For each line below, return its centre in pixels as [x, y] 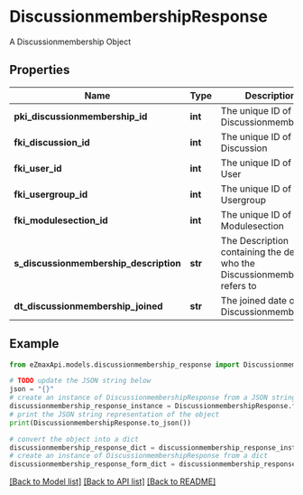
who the [238, 263]
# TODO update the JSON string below [80, 381]
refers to [239, 285]
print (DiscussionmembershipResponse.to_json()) [101, 423]
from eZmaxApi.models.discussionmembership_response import [125, 364]
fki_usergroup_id [51, 194]
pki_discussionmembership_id [81, 117]
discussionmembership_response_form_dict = [92, 464]
